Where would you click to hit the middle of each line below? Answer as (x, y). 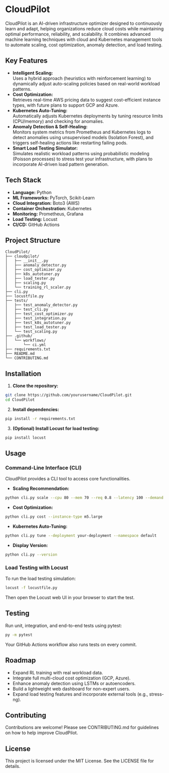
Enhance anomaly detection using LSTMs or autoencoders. (74, 683)
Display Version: (30, 545)
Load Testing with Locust (37, 567)
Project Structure (33, 240)
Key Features (26, 61)
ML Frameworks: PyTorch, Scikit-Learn (53, 198)
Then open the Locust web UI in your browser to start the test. (70, 598)
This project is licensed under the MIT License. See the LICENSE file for (80, 761)
